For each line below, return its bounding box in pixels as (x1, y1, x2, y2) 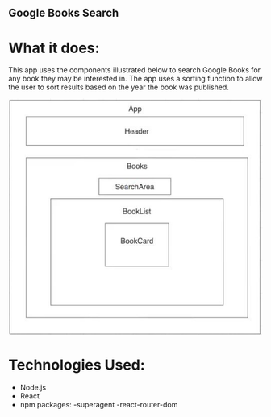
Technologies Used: (8, 356, 145, 374)
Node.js (19, 382, 47, 392)
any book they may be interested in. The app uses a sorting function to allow (8, 74, 263, 84)
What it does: (8, 39, 100, 57)
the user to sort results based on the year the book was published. (8, 82, 230, 92)
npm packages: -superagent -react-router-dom (19, 399, 178, 409)
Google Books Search (8, 6, 119, 20)
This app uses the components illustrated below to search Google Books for (8, 65, 261, 75)
